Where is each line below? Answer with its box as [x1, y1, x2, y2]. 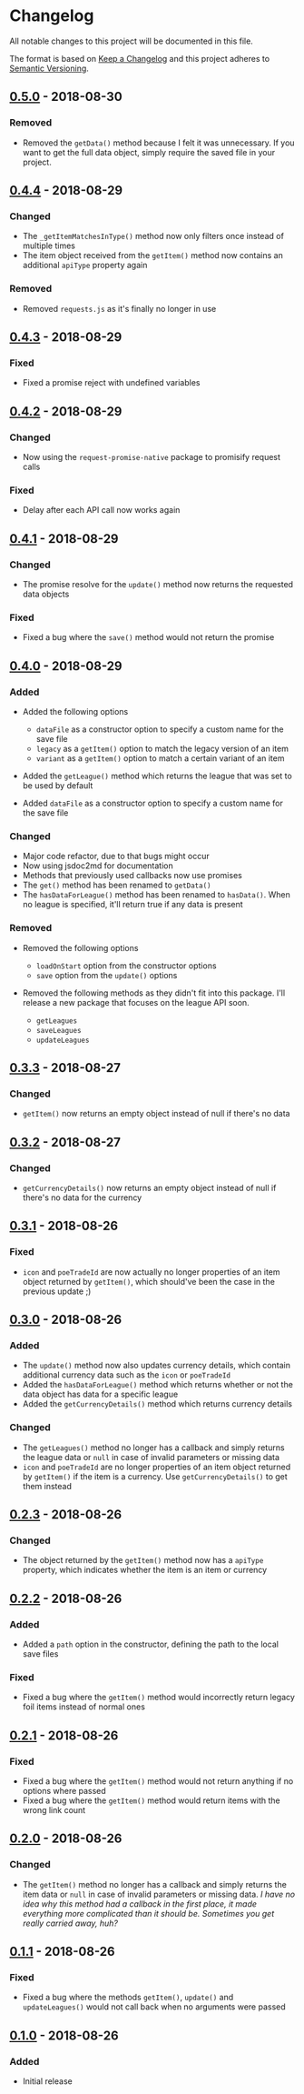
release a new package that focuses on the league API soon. [22, 997, 250, 1007]
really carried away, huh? [22, 1918, 119, 1929]
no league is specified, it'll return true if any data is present [22, 899, 243, 910]
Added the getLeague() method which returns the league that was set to [22, 770, 292, 781]
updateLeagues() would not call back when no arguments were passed [22, 2001, 286, 2012]
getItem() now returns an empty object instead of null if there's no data [22, 1108, 290, 1119]
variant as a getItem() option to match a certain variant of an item [35, 752, 285, 764]
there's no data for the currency [22, 1192, 142, 1203]
